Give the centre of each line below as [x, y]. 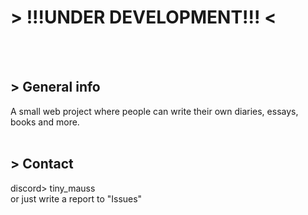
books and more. [45, 122]
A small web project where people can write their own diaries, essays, [154, 111]
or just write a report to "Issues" [76, 198]
